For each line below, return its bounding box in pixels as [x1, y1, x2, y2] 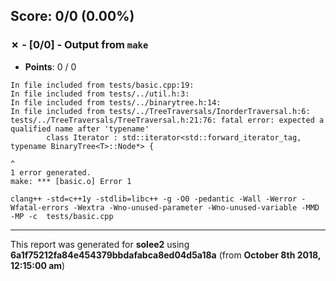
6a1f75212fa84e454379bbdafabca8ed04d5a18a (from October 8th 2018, [10, 249, 322, 261]
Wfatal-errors [10, 202, 70, 213]
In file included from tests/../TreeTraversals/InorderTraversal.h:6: [10, 106, 311, 116]
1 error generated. [10, 167, 92, 178]
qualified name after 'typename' [10, 124, 150, 134]
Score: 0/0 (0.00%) [10, 8, 135, 25]
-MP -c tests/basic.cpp [10, 211, 114, 221]
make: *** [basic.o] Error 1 [10, 176, 132, 186]
